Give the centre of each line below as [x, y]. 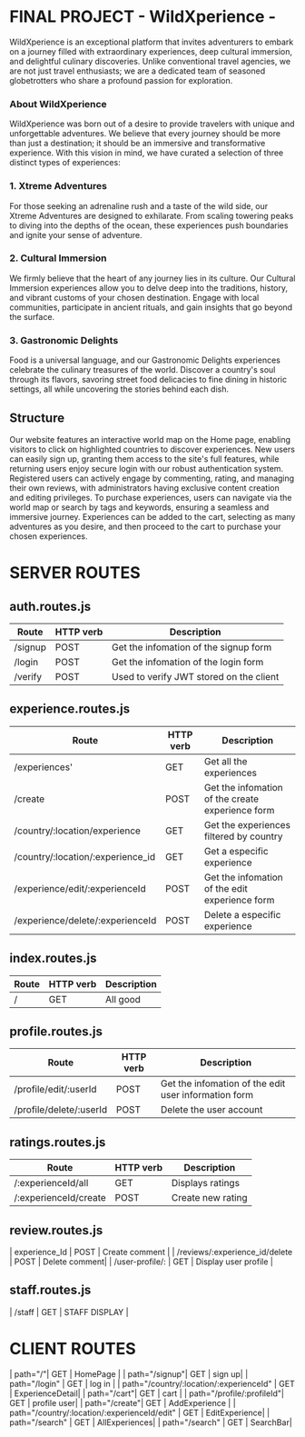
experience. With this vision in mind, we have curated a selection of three [147, 153]
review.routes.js [56, 1230]
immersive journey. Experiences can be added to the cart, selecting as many [152, 516]
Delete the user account [212, 1110]
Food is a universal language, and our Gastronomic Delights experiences [145, 360]
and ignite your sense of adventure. [76, 235]
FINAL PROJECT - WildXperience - [143, 17]
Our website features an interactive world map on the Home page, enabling [150, 439]
